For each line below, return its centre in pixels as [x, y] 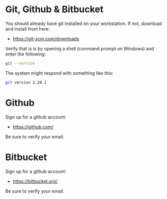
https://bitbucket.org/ [35, 181]
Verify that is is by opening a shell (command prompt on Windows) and [80, 48]
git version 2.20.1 [26, 82]
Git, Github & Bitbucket [54, 9]
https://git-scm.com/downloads [46, 39]
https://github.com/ [33, 127]
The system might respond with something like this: [59, 73]
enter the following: [26, 54]
